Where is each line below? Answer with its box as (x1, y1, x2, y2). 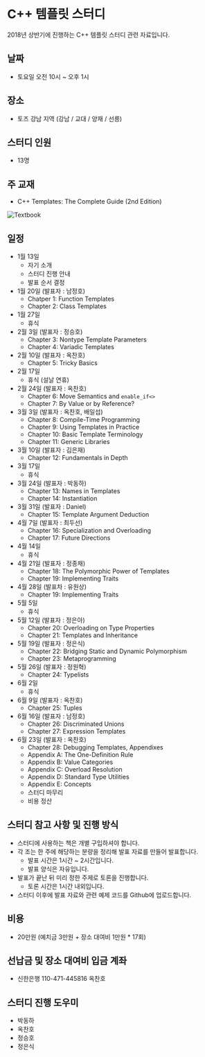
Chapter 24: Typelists (27, 670, 89, 679)
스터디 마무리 (27, 788, 64, 797)
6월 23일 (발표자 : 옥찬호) (17, 736, 87, 743)
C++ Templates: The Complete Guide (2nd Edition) (17, 197, 162, 206)
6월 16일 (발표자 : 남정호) (17, 712, 85, 720)
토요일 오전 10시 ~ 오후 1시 (17, 72, 89, 80)
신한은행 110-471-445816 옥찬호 (17, 975, 106, 983)
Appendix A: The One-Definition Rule (27, 751, 134, 758)
